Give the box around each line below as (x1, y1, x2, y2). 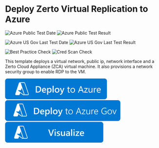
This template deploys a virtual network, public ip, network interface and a (5, 58, 155, 64)
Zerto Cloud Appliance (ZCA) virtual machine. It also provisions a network (5, 63, 153, 69)
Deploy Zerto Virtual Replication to (5, 3, 148, 15)
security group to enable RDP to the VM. (5, 68, 86, 74)
